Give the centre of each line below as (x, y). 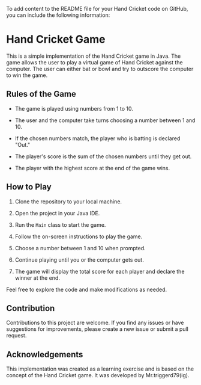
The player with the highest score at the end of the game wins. (92, 168)
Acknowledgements (45, 354)
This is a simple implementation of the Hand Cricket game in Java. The (94, 56)
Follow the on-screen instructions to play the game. (79, 236)
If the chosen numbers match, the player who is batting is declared (97, 138)
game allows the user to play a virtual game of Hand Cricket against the (94, 62)
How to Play (29, 187)
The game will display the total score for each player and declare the (100, 271)
